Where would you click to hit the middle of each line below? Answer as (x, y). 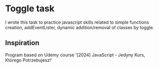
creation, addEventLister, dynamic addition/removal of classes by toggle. (80, 27)
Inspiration (22, 43)
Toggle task (30, 9)
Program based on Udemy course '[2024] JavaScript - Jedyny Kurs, (75, 55)
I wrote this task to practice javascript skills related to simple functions (77, 22)
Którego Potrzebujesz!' (29, 60)
